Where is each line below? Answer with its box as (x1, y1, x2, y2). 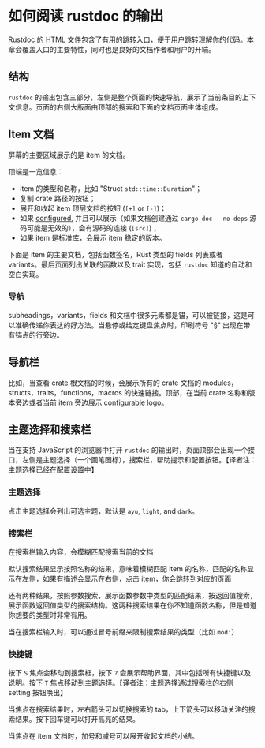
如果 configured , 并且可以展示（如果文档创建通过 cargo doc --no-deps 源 (19, 213, 257, 223)
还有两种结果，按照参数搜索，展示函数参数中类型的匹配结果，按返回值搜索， (8, 591, 257, 600)
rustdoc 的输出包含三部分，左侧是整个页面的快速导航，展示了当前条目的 (8, 92, 243, 102)
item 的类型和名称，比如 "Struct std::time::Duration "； (19, 183, 203, 193)
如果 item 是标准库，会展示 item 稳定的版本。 (19, 233, 167, 242)
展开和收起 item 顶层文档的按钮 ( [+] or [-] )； (19, 203, 167, 213)
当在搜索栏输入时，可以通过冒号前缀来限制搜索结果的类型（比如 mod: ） (8, 627, 239, 637)
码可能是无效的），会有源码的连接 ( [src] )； (19, 223, 159, 233)
